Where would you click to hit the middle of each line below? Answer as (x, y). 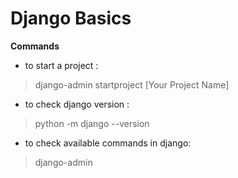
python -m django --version (92, 123)
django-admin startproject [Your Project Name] (132, 84)
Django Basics (71, 18)
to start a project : (61, 65)
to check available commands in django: (108, 143)
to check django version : (77, 104)
